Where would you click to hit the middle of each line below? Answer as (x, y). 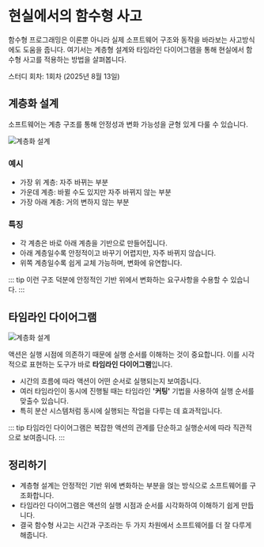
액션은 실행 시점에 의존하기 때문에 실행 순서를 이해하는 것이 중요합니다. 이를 (124, 355)
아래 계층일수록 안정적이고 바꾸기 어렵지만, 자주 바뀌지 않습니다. (118, 253)
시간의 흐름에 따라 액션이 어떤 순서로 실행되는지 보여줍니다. (110, 382)
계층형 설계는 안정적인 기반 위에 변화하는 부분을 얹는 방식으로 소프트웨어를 (134, 485)
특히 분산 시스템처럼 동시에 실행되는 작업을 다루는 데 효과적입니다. (121, 411)
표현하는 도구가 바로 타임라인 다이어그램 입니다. (101, 364)
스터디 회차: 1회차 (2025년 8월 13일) (64, 76)
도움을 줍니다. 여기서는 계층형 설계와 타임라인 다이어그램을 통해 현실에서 (134, 49)
